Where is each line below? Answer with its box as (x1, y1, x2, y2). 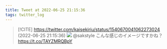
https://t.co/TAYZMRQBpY (17, 38, 73, 44)
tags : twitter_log (5, 12, 44, 17)
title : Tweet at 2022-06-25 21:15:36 (5, 7, 86, 13)
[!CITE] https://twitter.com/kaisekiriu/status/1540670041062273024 (17, 26, 160, 32)
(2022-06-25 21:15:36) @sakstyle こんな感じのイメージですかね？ (17, 32, 163, 38)
